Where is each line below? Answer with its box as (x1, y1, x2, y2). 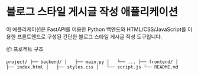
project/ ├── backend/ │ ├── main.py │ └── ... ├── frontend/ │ (6, 59, 178, 65)
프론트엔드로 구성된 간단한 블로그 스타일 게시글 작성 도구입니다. (17, 33, 163, 40)
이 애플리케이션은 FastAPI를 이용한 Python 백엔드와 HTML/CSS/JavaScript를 (6, 26, 186, 33)
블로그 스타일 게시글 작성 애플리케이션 (6, 5, 178, 19)
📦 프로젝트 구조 (6, 45, 44, 53)
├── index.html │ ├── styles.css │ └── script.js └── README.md (6, 64, 178, 70)
